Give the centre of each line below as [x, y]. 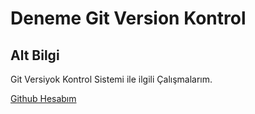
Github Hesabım [43, 98]
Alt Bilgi [35, 55]
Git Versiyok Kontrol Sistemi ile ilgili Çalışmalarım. [111, 79]
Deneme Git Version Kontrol [128, 18]
